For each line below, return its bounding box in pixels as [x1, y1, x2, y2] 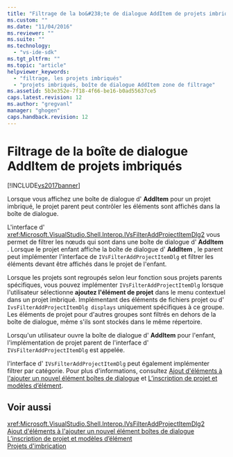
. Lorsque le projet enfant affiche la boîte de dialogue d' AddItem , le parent [7, 244, 223, 254]
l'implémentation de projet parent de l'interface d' [7, 338, 149, 347]
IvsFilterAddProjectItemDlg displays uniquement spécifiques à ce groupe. [7, 303, 225, 311]
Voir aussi [7, 401, 51, 413]
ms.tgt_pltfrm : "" [7, 56, 60, 63]
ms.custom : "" [7, 17, 49, 24]
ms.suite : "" [7, 36, 45, 43]
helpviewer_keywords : [7, 68, 70, 75]
